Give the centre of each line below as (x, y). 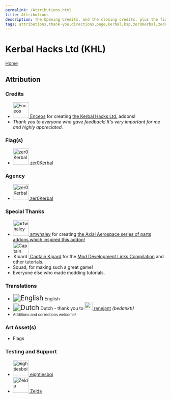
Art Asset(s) (21, 327)
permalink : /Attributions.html (38, 10)
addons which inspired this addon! (49, 239)
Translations (21, 286)
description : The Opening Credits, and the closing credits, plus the (82, 19)
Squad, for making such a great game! (53, 267)
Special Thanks (25, 211)
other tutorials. (28, 262)
